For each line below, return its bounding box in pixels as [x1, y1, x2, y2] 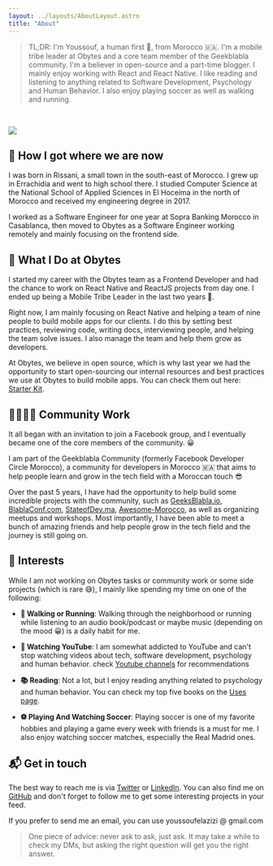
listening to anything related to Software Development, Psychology [28, 77, 252, 86]
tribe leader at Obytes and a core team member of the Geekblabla [28, 50, 249, 61]
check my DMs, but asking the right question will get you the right [28, 840, 249, 850]
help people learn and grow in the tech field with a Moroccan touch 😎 [8, 471, 243, 481]
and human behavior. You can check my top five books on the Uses [19, 687, 247, 697]
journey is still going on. [8, 530, 89, 540]
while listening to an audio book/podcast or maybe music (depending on [19, 617, 262, 627]
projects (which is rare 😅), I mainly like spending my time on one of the [8, 584, 247, 594]
